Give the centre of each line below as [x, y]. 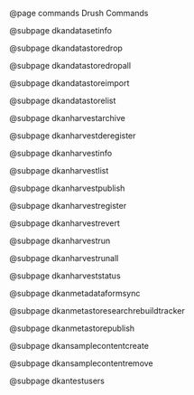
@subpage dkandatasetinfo [61, 30]
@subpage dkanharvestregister [68, 206]
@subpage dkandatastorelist [63, 100]
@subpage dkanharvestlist [59, 170]
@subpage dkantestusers [57, 381]
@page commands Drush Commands [79, 13]
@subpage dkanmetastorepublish [72, 328]
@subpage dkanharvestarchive [68, 118]
